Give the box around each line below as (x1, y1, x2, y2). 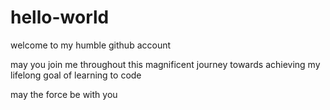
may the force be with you (10, 88, 118, 100)
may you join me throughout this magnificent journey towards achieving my (10, 58, 321, 70)
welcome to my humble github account (10, 39, 172, 51)
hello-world (10, 6, 110, 29)
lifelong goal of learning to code (10, 69, 142, 81)
